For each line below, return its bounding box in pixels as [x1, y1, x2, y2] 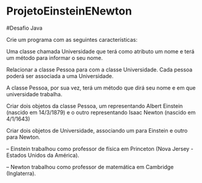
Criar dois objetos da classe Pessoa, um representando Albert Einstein [6, 102, 183, 110]
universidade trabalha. [6, 90, 63, 98]
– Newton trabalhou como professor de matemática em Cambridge [6, 163, 174, 170]
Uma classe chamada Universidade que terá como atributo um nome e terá [6, 47, 195, 55]
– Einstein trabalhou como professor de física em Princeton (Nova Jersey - [6, 145, 193, 152]
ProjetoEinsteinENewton [6, 4, 132, 18]
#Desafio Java [6, 24, 43, 32]
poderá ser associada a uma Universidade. [6, 72, 114, 79]
